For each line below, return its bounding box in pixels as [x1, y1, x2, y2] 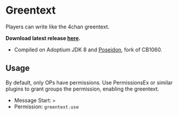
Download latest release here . [5, 34, 81, 41]
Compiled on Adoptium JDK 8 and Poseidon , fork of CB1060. [14, 46, 162, 53]
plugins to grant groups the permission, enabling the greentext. [5, 85, 160, 92]
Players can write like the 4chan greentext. [5, 23, 110, 30]
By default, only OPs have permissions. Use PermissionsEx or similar [5, 79, 173, 86]
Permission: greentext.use [14, 103, 79, 110]
